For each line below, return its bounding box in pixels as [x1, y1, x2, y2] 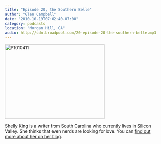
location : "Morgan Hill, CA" [5, 26, 65, 31]
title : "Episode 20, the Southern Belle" [5, 7, 92, 12]
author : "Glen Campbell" [5, 12, 56, 17]
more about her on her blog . [5, 134, 63, 139]
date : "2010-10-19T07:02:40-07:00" [5, 16, 79, 21]
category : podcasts [5, 21, 46, 26]
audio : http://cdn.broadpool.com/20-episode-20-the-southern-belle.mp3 [5, 30, 156, 35]
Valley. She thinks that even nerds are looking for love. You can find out [5, 128, 151, 134]
